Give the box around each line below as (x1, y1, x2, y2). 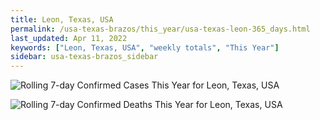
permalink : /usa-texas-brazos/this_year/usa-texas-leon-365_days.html (10, 24, 311, 34)
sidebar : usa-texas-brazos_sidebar (10, 52, 159, 62)
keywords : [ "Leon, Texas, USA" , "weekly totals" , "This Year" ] (10, 42, 280, 53)
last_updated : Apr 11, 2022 (10, 33, 128, 43)
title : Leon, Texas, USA (10, 14, 114, 25)
